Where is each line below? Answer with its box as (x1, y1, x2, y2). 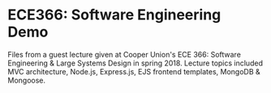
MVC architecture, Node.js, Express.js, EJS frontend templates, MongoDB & (7, 66, 260, 76)
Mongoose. (7, 75, 46, 85)
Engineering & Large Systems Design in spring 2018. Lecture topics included (7, 58, 263, 68)
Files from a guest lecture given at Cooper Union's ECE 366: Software (7, 49, 241, 59)
